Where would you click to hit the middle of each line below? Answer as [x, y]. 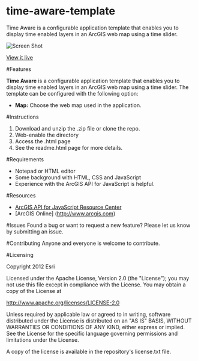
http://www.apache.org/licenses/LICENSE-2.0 [63, 303]
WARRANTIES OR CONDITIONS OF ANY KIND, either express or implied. [95, 327]
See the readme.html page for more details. [69, 147]
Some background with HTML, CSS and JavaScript [78, 177]
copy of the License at [34, 291]
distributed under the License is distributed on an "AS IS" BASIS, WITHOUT [99, 321]
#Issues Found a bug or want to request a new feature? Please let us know [98, 225]
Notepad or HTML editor [45, 171]
